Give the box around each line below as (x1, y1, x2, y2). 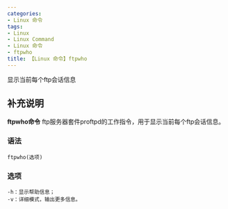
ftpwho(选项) (7, 153, 43, 160)
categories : (7, 10, 42, 17)
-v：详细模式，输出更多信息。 (7, 196, 81, 203)
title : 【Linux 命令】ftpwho (7, 56, 88, 62)
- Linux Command (7, 36, 54, 43)
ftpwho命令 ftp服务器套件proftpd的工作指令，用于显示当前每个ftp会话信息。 (7, 117, 225, 126)
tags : (7, 23, 23, 30)
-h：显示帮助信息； (7, 189, 56, 196)
